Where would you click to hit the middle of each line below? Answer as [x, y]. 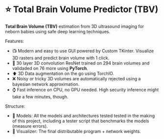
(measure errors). [30, 126]
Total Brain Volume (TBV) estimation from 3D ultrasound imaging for [75, 26]
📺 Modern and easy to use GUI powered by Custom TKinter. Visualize [83, 51]
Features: [15, 41]
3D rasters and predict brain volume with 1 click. [61, 58]
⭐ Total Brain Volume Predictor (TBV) [82, 10]
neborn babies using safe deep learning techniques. [58, 31]
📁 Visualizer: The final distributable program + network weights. [76, 131]
